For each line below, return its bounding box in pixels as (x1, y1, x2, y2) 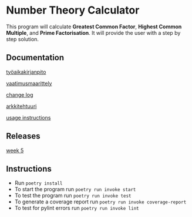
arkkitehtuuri (6, 103, 37, 110)
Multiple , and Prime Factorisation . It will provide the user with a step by (6, 29, 181, 36)
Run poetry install (14, 179, 63, 186)
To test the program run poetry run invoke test (14, 192, 132, 199)
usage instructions (6, 114, 51, 121)
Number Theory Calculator (6, 4, 140, 17)
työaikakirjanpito (6, 68, 46, 75)
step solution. (6, 35, 39, 42)
